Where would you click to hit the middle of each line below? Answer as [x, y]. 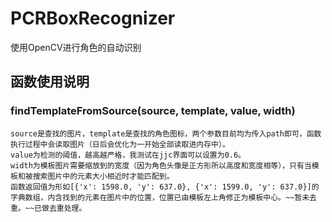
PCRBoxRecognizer [93, 18]
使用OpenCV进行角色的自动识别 [76, 47]
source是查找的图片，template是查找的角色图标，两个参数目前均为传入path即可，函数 [166, 133]
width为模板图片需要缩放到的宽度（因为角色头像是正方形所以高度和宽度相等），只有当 [161, 165]
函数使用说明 [50, 82]
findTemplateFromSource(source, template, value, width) [153, 111]
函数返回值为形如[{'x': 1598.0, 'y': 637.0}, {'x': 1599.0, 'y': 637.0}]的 [165, 187]
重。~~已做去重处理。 [48, 208]
